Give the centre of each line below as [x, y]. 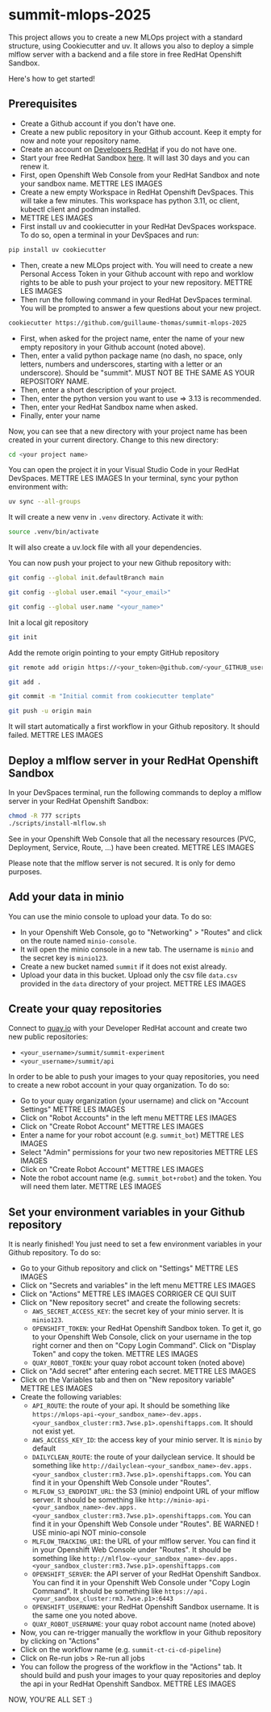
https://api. [186, 1592]
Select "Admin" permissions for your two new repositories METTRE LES [139, 1153]
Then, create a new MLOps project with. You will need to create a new [136, 265]
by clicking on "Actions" [60, 1641]
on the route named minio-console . [78, 940]
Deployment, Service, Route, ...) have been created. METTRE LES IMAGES [131, 847]
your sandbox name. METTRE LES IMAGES [91, 183]
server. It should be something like [89, 1500]
